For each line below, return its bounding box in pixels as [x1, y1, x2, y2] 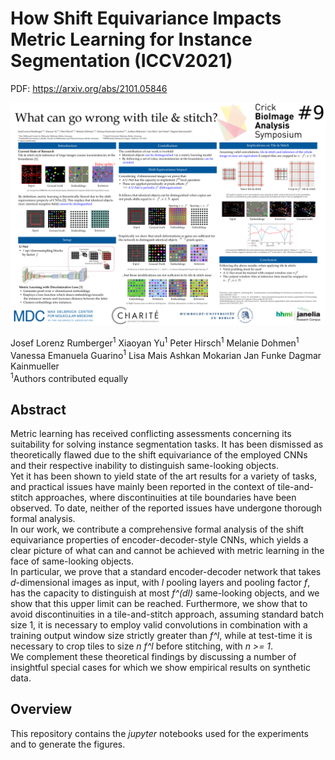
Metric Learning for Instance [10, 28, 253, 51]
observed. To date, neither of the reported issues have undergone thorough [10, 502, 322, 514]
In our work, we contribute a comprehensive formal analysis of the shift [10, 523, 305, 536]
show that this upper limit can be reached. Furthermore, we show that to [10, 598, 308, 610]
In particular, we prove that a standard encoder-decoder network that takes [10, 566, 322, 578]
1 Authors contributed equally [10, 370, 129, 384]
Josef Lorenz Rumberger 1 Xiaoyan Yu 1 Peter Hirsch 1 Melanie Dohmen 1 [10, 335, 300, 349]
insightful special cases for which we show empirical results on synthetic [10, 662, 311, 674]
